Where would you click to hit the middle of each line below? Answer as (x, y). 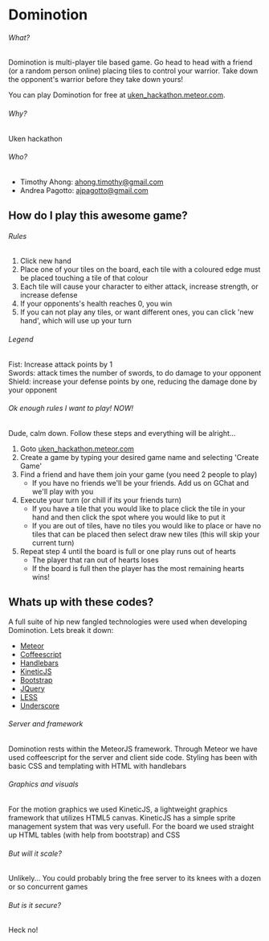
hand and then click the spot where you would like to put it (128, 517)
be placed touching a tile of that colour (84, 278)
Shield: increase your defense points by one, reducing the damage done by (133, 381)
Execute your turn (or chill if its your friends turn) (101, 499)
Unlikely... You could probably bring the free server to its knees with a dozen (135, 878)
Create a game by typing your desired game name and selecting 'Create (139, 457)
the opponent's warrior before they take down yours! (96, 80)
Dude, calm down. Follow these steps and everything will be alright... (122, 433)
